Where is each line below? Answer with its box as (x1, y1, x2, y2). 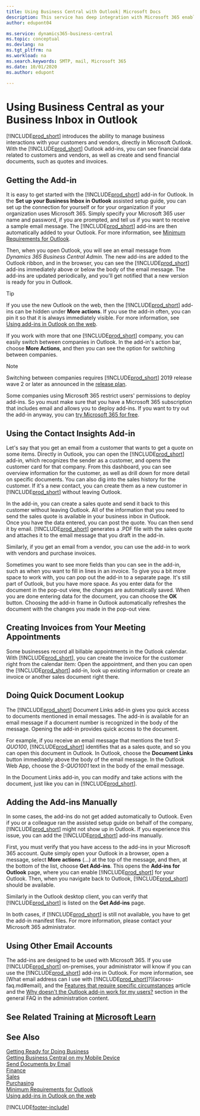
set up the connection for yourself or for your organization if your (6, 204, 166, 211)
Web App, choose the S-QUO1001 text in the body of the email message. (6, 762, 185, 769)
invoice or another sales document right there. (6, 673, 120, 680)
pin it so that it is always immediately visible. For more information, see (6, 314, 180, 322)
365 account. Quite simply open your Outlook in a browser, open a (6, 850, 169, 857)
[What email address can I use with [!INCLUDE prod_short (6, 975, 147, 983)
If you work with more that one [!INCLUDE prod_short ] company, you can (6, 332, 184, 340)
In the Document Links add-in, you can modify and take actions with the (6, 773, 183, 781)
